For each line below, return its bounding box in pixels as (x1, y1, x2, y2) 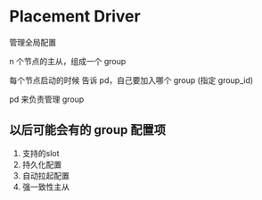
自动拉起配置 (21, 170, 70, 180)
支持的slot (21, 147, 60, 158)
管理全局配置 (9, 37, 56, 47)
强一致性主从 (21, 181, 70, 192)
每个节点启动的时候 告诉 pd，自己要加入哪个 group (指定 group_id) (9, 74, 254, 86)
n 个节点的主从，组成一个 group (9, 55, 127, 66)
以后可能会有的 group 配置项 (9, 122, 167, 137)
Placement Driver (9, 6, 141, 27)
